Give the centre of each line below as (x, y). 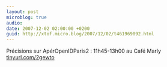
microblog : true (26, 17)
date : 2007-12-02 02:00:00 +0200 (48, 28)
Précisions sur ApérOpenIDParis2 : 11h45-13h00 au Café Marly (83, 51)
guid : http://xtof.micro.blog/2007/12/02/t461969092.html (80, 34)
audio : (14, 23)
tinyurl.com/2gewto (31, 57)
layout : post (23, 12)
